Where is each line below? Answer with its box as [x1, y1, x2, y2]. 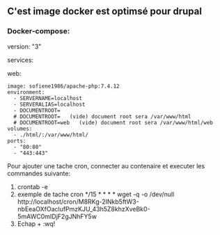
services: [7, 56, 33, 64]
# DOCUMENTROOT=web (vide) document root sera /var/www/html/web [13, 119, 214, 126]
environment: [7, 88, 45, 96]
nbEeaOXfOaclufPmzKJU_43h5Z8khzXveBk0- [17, 204, 151, 213]
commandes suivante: [7, 169, 71, 177]
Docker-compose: [7, 26, 70, 36]
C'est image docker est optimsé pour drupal [7, 6, 202, 17]
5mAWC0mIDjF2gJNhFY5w [17, 212, 97, 220]
